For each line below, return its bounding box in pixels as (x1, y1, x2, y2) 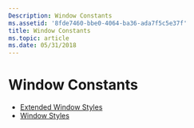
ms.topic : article (8, 34, 69, 42)
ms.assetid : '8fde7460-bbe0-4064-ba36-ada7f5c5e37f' (8, 19, 188, 27)
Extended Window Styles (19, 102, 103, 112)
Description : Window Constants (8, 11, 113, 20)
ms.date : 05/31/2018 (8, 42, 77, 50)
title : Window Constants (8, 26, 91, 34)
